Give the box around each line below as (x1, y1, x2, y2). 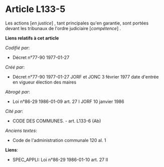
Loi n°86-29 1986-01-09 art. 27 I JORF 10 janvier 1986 (12, 98, 124, 104)
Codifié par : (5, 44, 30, 50)
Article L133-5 (5, 3, 66, 15)
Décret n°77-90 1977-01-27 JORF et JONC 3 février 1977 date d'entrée (12, 73, 159, 79)
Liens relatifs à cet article (5, 35, 59, 41)
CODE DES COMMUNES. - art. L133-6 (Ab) (12, 117, 101, 123)
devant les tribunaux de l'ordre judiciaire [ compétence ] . (5, 25, 121, 31)
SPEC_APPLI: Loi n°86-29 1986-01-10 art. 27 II (12, 156, 108, 162)
